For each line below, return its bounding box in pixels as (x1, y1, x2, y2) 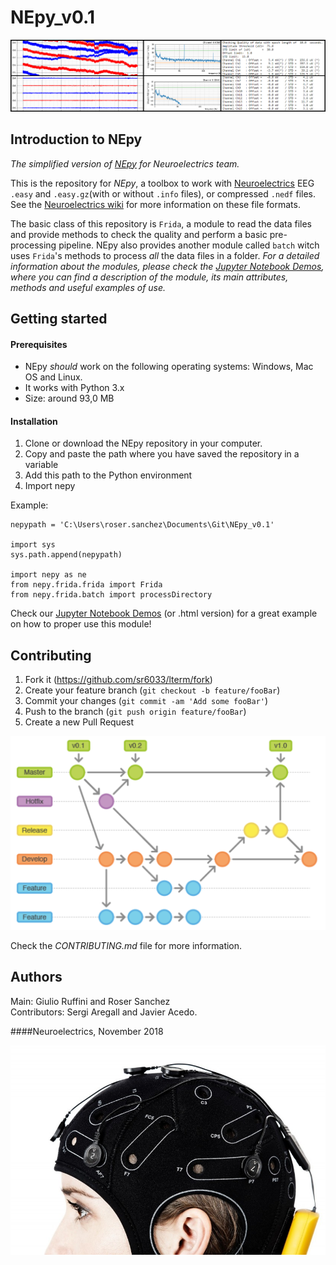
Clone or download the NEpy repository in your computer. (24, 437, 263, 450)
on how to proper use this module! (10, 618, 152, 630)
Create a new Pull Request (24, 716, 135, 728)
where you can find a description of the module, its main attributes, (10, 271, 289, 283)
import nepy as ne (10, 570, 87, 580)
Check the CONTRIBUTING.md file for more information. (10, 939, 243, 951)
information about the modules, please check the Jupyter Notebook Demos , (10, 260, 325, 272)
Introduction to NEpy (10, 131, 143, 148)
